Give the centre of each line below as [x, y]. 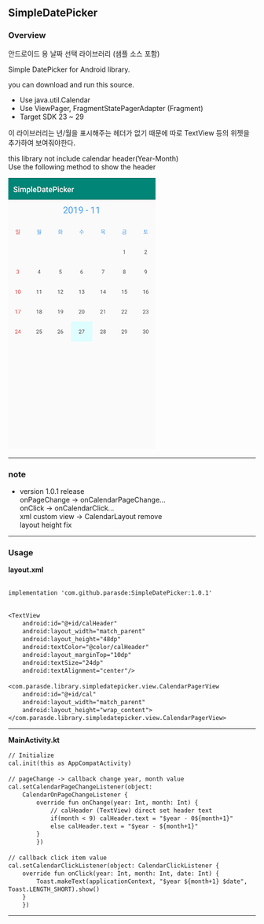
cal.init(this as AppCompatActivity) [70, 763]
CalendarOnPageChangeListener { [75, 795]
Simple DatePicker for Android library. [69, 69]
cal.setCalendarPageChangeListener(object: [81, 787]
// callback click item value [58, 858]
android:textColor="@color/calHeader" [86, 648]
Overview [27, 35]
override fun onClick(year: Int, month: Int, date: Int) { [121, 874]
